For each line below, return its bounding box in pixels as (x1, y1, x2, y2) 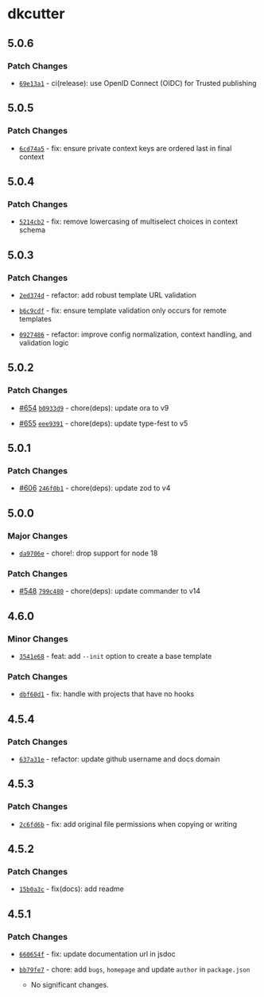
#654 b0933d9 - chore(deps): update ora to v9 (18, 403, 169, 412)
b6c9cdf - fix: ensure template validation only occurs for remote (18, 306, 227, 315)
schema (18, 225, 45, 235)
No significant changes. (30, 980, 109, 990)
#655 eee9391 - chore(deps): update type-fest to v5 (18, 419, 188, 428)
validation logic (18, 337, 69, 347)
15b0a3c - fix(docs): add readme (18, 884, 124, 894)
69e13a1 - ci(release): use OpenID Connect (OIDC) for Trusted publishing (18, 78, 257, 88)
